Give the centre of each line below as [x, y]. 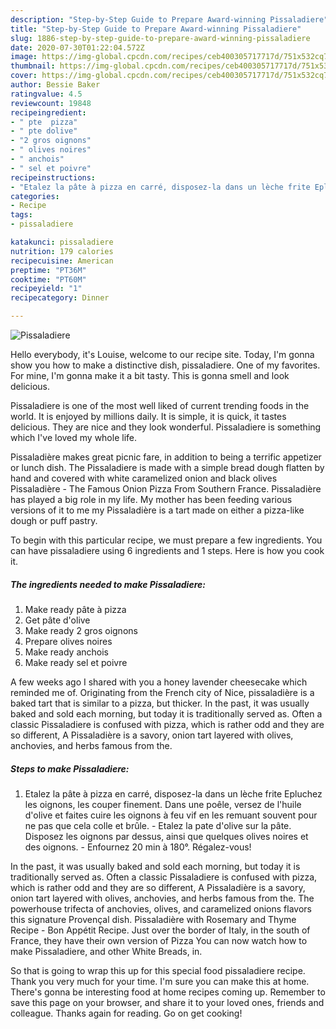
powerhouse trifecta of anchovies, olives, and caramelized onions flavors [161, 908]
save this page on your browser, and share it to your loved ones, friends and [167, 1002]
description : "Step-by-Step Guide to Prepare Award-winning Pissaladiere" [169, 19]
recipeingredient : [48, 112]
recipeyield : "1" [46, 289]
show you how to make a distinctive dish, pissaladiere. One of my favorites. [165, 365]
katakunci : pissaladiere [62, 242]
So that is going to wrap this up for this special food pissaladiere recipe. [158, 970]
